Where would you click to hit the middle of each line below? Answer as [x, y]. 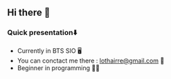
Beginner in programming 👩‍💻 [58, 68]
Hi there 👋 [29, 13]
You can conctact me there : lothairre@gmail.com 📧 [91, 60]
